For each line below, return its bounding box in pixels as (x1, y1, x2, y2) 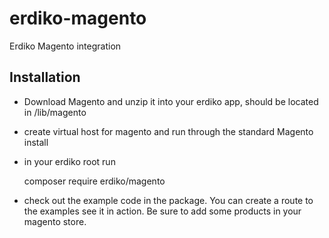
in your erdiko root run (23, 155, 116, 167)
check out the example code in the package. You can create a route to (23, 194, 314, 206)
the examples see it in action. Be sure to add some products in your (23, 205, 302, 217)
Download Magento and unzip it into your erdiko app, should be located (23, 95, 319, 107)
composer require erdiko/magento (23, 175, 166, 187)
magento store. (23, 215, 87, 227)
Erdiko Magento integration (9, 40, 122, 52)
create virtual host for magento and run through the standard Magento (23, 125, 314, 137)
